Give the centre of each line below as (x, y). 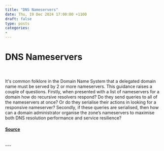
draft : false (18, 19)
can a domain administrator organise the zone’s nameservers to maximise (80, 113)
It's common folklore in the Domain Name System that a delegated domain (81, 81)
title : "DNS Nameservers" (32, 10)
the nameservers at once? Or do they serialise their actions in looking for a (81, 102)
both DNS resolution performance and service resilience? (63, 118)
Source (13, 129)
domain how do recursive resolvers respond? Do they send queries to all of (81, 97)
